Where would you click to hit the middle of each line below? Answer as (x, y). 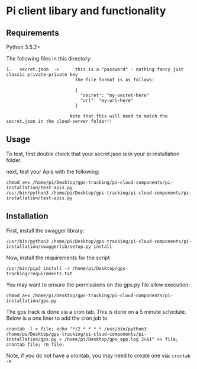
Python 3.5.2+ (23, 47)
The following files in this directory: (49, 58)
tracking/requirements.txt (39, 273)
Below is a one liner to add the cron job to (57, 318)
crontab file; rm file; (35, 344)
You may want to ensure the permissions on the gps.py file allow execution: (98, 284)
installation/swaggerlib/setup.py (49, 246)
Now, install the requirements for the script (58, 257)
